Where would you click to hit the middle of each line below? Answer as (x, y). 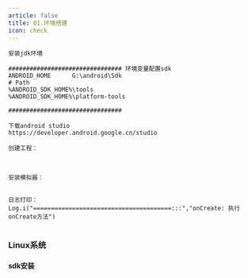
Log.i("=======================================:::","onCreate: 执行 (124, 208)
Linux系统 (27, 245)
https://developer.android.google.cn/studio (83, 133)
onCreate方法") (32, 217)
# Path (19, 83)
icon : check (28, 30)
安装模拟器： (26, 178)
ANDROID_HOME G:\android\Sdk (65, 76)
